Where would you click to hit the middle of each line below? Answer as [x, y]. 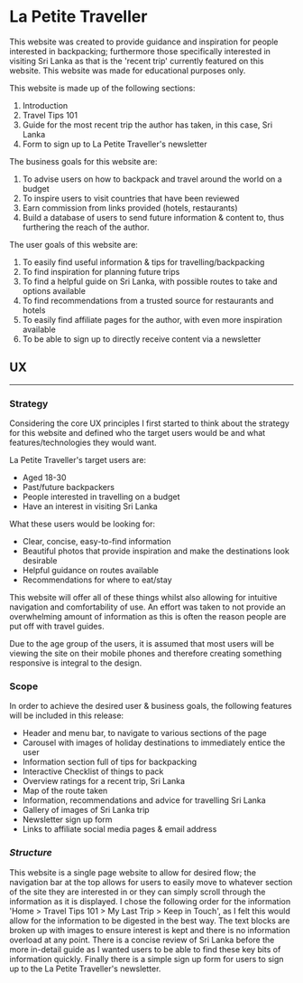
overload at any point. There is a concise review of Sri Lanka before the [142, 940]
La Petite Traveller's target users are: [78, 460]
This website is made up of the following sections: [102, 88]
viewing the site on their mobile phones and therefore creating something [146, 654]
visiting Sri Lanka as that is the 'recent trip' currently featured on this [137, 61]
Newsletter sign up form [67, 819]
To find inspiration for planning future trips [101, 271]
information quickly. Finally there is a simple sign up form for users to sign [147, 959]
